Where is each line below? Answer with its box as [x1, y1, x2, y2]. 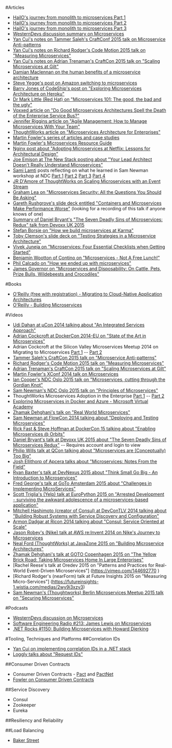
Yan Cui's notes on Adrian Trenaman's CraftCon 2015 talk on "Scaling [12, 58, 160, 64]
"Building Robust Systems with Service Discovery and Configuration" [12, 513, 159, 519]
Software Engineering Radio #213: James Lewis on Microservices [12, 621, 151, 626]
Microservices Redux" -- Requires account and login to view [12, 442, 141, 448]
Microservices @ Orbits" [12, 431, 65, 437]
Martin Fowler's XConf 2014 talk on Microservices [12, 371, 119, 377]
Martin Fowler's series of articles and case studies [12, 135, 120, 140]
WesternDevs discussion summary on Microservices [12, 31, 124, 37]
